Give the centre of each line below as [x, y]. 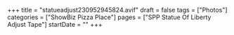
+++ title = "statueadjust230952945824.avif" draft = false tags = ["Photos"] [117, 10]
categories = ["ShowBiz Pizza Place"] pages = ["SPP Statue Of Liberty [109, 17]
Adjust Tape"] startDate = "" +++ [55, 24]
